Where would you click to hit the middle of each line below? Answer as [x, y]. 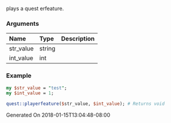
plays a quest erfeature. [35, 8]
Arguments [23, 23]
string [47, 49]
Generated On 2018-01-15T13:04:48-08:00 [58, 115]
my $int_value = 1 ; [30, 93]
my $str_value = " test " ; [37, 88]
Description [78, 39]
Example [19, 76]
